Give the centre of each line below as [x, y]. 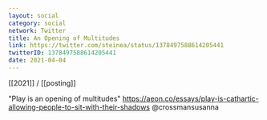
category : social [37, 23]
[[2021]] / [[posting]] [42, 83]
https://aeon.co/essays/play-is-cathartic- [190, 98]
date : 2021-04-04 [37, 61]
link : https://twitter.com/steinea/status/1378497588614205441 [116, 46]
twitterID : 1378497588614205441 [62, 53]
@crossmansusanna [185, 107]
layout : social [34, 16]
